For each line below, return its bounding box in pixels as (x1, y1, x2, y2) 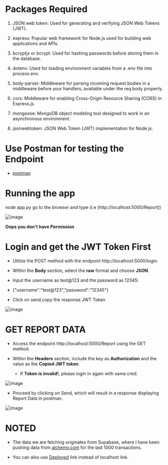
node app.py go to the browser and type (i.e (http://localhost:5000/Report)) (5, 204, 161, 210)
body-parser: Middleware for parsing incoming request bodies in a (12, 80, 150, 86)
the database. (12, 55, 41, 61)
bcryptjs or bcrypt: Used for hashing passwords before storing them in (12, 50, 159, 56)
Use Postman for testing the (5, 143, 124, 154)
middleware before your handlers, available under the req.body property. (12, 85, 163, 91)
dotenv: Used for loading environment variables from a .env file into (12, 65, 152, 71)
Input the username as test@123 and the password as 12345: (12, 277, 139, 283)
